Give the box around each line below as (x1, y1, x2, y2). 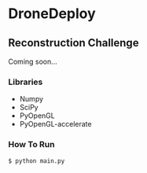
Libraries (8, 76, 43, 87)
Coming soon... (8, 57, 57, 66)
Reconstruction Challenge (8, 36, 139, 50)
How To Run (8, 139, 55, 150)
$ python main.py (8, 156, 65, 165)
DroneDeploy (8, 5, 96, 23)
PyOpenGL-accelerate (19, 120, 92, 129)
